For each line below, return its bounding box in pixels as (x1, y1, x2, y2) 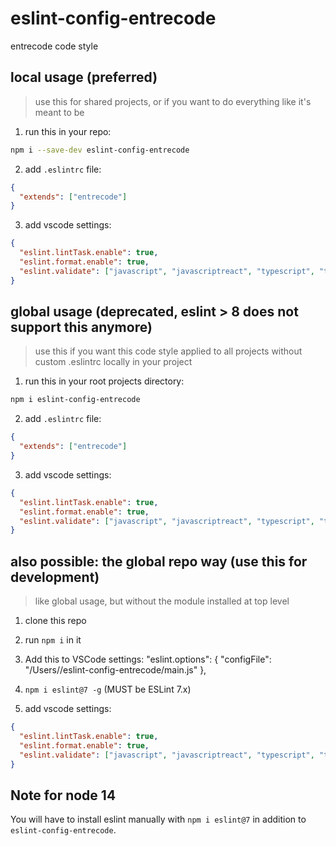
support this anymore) (10, 319, 153, 336)
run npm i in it (24, 634, 82, 646)
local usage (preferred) (10, 69, 158, 86)
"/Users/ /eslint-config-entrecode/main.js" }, (24, 664, 207, 676)
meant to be (34, 106, 85, 118)
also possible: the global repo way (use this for (10, 553, 308, 570)
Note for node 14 (10, 787, 117, 804)
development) (10, 568, 100, 586)
